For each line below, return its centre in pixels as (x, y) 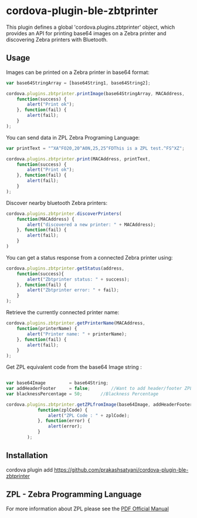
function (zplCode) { (62, 410)
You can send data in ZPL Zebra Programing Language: (73, 137)
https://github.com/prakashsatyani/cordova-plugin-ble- (121, 470)
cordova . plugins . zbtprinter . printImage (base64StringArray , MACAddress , (95, 93)
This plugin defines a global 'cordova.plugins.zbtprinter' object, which (91, 27)
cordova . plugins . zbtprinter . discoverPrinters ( (64, 213)
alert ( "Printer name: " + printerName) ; (77, 334)
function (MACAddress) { (46, 219)
